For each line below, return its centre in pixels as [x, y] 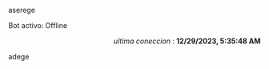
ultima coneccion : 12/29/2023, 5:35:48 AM [187, 41]
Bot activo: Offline [38, 25]
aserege [22, 10]
